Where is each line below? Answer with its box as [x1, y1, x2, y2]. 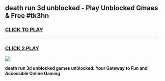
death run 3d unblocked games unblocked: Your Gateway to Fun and [5, 65, 148, 71]
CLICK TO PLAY [5, 27, 43, 33]
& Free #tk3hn [5, 12, 49, 20]
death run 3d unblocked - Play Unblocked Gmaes [5, 4, 159, 12]
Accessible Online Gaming [5, 70, 60, 76]
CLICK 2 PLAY [5, 45, 39, 52]
